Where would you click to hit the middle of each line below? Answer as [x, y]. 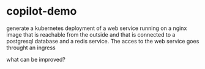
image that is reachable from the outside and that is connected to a [91, 34]
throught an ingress [31, 48]
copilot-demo [42, 11]
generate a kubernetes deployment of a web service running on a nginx [97, 28]
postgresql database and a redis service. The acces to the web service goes [103, 41]
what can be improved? [36, 59]
